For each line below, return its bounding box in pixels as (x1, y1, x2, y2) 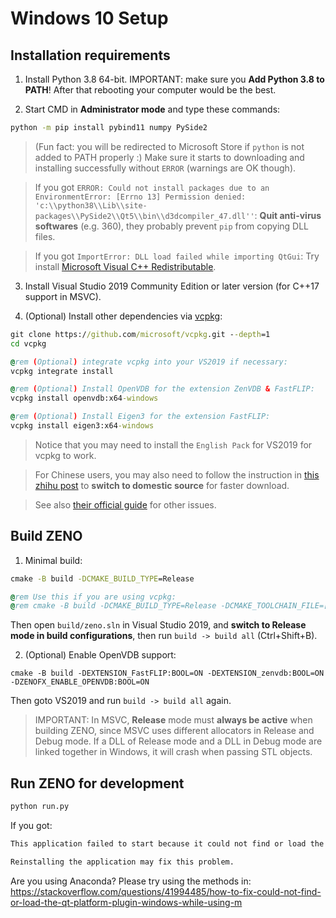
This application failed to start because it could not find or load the (10, 839, 325, 849)
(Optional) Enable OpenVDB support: (24, 649, 177, 661)
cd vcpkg (10, 338, 47, 349)
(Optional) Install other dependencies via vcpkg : (24, 310, 223, 322)
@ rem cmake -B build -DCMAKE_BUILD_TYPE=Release (10, 601, 217, 611)
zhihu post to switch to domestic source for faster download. (34, 479, 290, 491)
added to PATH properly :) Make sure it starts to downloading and (34, 151, 305, 163)
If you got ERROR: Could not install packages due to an (34, 181, 270, 193)
